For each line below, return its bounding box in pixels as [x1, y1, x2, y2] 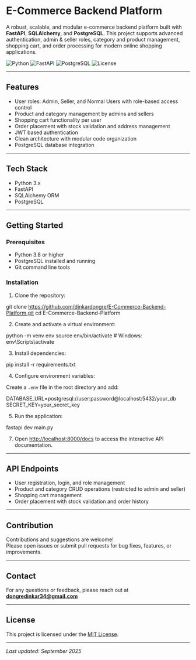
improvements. [6, 549, 42, 556]
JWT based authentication [14, 129, 79, 136]
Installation [6, 278, 39, 286]
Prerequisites [6, 238, 45, 246]
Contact [6, 571, 36, 581]
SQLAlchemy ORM [14, 191, 60, 199]
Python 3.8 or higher [14, 251, 64, 258]
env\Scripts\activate [6, 338, 54, 345]
